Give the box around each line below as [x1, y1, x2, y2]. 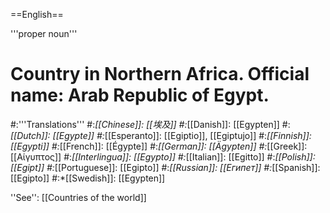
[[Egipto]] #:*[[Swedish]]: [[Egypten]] [10, 172, 166, 184]
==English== [10, 9, 64, 20]
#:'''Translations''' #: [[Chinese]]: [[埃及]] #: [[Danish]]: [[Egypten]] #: [10, 118, 291, 130]
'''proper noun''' [10, 28, 78, 39]
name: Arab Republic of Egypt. [10, 84, 270, 107]
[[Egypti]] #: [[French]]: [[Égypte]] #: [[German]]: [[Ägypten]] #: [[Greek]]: [10, 140, 308, 152]
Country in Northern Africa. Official [10, 63, 310, 86]
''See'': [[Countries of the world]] [10, 191, 147, 203]
